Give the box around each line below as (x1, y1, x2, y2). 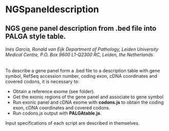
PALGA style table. (5, 32, 66, 40)
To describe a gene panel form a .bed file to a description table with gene (5, 68, 160, 74)
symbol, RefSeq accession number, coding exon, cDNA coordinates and (5, 73, 158, 79)
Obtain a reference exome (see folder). (12, 88, 95, 94)
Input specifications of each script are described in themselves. (5, 120, 140, 126)
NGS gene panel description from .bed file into (5, 24, 157, 33)
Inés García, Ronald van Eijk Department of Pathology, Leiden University (5, 46, 159, 52)
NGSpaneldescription (5, 4, 99, 15)
